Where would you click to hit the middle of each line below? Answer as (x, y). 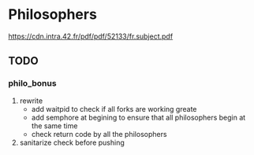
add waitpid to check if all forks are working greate (114, 109)
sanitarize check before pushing (72, 142)
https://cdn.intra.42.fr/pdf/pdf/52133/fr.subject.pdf (91, 36)
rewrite (31, 101)
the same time (54, 125)
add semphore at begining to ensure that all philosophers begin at (138, 117)
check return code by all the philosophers (99, 134)
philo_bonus (32, 83)
